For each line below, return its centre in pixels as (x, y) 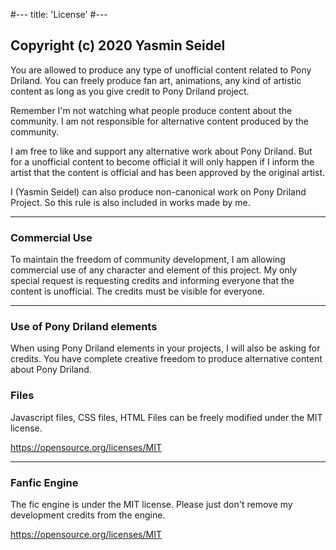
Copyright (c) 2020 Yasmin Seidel (118, 45)
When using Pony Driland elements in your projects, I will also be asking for (165, 348)
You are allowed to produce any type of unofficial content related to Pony (161, 70)
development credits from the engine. (88, 515)
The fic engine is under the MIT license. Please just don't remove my (151, 504)
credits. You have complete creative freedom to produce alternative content (166, 359)
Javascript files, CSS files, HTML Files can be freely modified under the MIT (166, 417)
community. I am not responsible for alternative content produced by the (159, 121)
